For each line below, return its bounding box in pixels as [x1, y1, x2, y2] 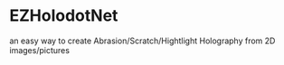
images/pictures [9, 44, 71, 55]
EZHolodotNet [9, 5, 118, 26]
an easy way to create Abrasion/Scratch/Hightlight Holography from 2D [9, 35, 276, 46]
